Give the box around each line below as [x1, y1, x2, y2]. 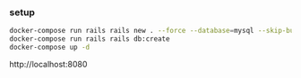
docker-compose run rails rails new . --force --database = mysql [9, 27, 254, 35]
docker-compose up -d [9, 43, 90, 52]
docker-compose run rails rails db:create [9, 35, 170, 43]
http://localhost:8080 [9, 58, 88, 69]
